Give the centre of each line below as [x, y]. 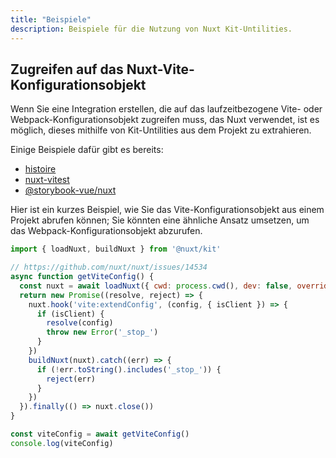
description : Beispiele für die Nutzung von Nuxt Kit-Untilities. [151, 29]
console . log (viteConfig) [62, 443]
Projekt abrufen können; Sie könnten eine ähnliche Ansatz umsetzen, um [160, 220]
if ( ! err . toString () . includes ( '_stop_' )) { [129, 369]
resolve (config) [80, 323]
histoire [40, 169]
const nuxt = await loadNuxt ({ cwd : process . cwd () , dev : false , [156, 286]
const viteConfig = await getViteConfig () [100, 434]
